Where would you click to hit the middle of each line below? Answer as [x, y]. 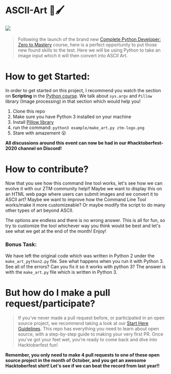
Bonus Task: [21, 245]
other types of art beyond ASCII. [39, 210]
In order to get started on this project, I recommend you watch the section [83, 91]
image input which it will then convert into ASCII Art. [73, 56]
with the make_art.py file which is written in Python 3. [61, 272]
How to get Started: [48, 76]
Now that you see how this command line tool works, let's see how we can [84, 183]
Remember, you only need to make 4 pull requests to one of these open [82, 355]
